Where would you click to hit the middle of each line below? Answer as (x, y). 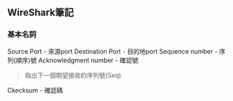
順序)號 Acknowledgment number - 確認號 (77, 60)
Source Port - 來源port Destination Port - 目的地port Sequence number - (113, 51)
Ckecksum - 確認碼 (35, 90)
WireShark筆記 (41, 13)
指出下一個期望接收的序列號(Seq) (73, 75)
